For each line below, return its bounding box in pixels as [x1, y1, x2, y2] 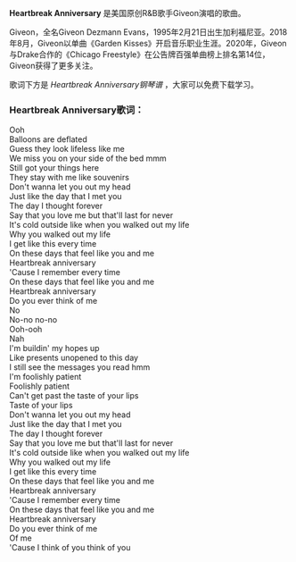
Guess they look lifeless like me [9, 144, 125, 155]
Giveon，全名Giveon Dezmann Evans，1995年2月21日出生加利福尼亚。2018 [9, 27, 288, 38]
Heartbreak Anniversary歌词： [9, 104, 144, 116]
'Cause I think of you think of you [9, 542, 131, 553]
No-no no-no [9, 315, 58, 325]
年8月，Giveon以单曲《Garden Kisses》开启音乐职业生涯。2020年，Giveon [9, 38, 287, 48]
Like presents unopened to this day [9, 352, 139, 364]
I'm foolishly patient [9, 372, 82, 382]
